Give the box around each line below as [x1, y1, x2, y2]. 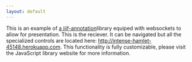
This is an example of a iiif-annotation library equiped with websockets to [6, 25, 181, 32]
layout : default [6, 8, 46, 15]
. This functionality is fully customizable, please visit [60, 43, 186, 50]
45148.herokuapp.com [6, 43, 60, 50]
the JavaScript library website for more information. [6, 49, 131, 56]
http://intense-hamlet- [98, 37, 152, 44]
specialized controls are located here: [6, 37, 97, 44]
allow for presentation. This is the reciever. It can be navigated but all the [6, 30, 181, 38]
